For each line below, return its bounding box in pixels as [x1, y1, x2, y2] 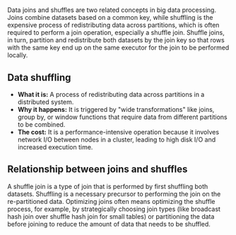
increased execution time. [17, 143, 93, 151]
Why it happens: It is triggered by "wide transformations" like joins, [17, 105, 215, 113]
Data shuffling [7, 71, 71, 84]
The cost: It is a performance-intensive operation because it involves [17, 128, 220, 136]
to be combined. [17, 120, 66, 129]
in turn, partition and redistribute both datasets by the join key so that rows [7, 36, 225, 45]
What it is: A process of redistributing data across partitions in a [17, 91, 205, 98]
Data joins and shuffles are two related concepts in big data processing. [7, 6, 217, 14]
